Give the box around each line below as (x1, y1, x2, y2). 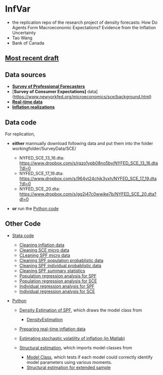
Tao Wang (12, 35, 33, 41)
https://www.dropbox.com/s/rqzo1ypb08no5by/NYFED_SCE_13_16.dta (19, 160, 158, 166)
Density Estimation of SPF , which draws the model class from (19, 307, 142, 313)
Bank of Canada (12, 40, 45, 46)
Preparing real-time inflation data (19, 326, 86, 332)
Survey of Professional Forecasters (12, 83, 85, 89)
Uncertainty (12, 30, 36, 35)
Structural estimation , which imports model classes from (19, 344, 132, 350)
